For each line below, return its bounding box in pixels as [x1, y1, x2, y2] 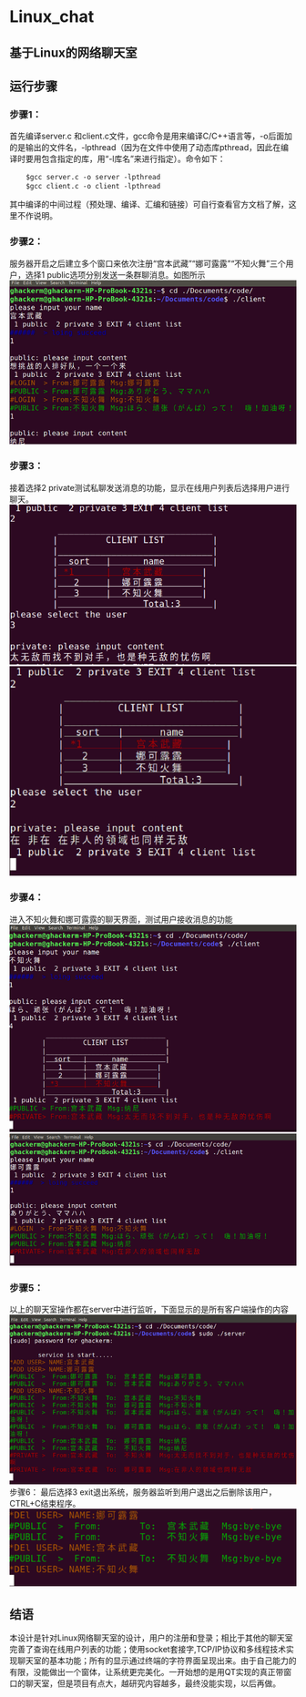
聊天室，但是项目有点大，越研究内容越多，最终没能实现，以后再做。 [25, 1678, 280, 1689]
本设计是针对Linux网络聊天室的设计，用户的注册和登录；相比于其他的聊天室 [9, 1632, 293, 1643]
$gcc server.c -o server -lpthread [25, 173, 161, 182]
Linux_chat [9, 6, 95, 27]
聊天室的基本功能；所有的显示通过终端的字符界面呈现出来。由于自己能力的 [16, 1655, 297, 1666]
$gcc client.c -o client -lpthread [25, 182, 161, 191]
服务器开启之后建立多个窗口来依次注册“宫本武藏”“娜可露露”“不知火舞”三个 [9, 258, 286, 269]
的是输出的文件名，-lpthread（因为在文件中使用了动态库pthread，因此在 [9, 142, 281, 153]
